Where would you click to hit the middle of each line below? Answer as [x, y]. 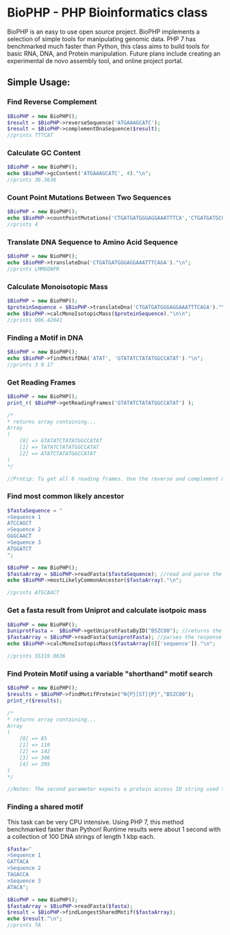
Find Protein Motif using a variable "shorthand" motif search [110, 673]
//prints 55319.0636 [37, 656]
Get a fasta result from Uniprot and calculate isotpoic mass [107, 610]
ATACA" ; [18, 887]
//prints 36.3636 [32, 180]
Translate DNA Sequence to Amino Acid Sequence [92, 242]
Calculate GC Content [44, 153]
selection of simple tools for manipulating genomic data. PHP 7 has [102, 38]
